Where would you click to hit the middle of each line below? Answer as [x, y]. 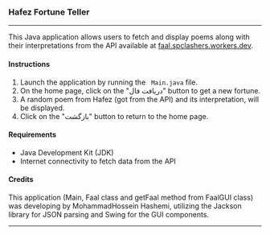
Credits [21, 179]
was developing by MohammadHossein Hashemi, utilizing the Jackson [125, 206]
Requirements [33, 134]
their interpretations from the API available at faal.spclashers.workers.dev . [131, 46]
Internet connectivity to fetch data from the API [98, 161]
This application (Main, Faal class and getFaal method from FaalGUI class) [131, 197]
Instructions [29, 64]
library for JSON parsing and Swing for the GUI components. [109, 214]
